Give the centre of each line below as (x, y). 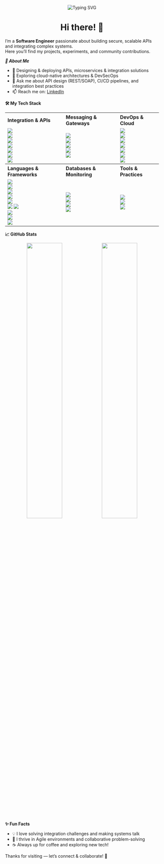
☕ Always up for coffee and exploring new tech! (60, 844)
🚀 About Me (17, 61)
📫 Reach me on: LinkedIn (38, 91)
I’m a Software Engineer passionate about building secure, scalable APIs (79, 41)
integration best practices (38, 86)
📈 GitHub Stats (21, 234)
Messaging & (81, 117)
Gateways (78, 123)
